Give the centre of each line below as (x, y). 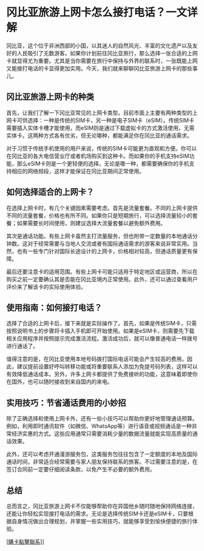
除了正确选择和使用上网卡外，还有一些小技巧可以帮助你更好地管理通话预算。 (102, 419)
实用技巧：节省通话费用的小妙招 (66, 403)
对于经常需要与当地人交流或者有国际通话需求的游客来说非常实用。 (110, 243)
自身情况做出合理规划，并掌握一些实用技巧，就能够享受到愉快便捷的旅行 (102, 521)
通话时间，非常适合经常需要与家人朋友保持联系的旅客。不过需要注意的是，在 (102, 462)
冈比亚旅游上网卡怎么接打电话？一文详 (102, 12)
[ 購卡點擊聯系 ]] (25, 542)
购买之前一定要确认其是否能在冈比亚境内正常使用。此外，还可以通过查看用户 (102, 279)
